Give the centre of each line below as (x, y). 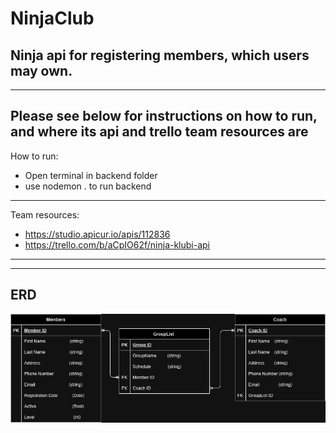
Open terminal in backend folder (91, 175)
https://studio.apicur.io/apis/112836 (97, 234)
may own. (41, 70)
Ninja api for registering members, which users (160, 55)
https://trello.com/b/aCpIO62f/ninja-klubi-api (117, 244)
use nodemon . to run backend (88, 186)
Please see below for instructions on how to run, (164, 116)
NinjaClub (52, 18)
